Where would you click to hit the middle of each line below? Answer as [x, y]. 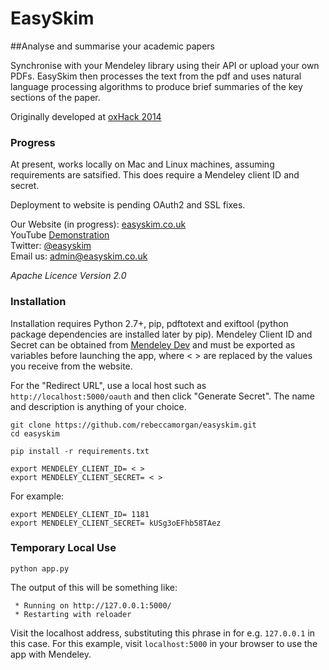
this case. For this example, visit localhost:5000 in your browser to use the [164, 643]
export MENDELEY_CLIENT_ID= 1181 [80, 514]
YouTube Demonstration [60, 235]
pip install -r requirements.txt [80, 451]
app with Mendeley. [51, 654]
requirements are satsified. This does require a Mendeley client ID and [155, 175]
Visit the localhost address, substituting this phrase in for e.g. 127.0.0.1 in [163, 633]
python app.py [40, 568]
